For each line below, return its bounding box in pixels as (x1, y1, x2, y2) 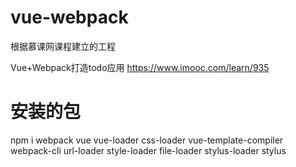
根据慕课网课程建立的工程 (10, 40, 116, 52)
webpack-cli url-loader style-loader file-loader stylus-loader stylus (10, 144, 287, 156)
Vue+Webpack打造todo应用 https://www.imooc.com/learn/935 (10, 61, 270, 73)
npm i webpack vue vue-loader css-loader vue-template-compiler (10, 134, 284, 146)
